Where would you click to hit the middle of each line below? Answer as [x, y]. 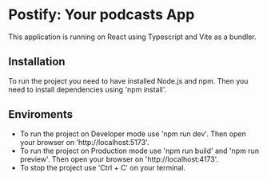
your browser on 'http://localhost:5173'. [84, 142]
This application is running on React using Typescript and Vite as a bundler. [133, 37]
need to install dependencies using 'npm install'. [88, 89]
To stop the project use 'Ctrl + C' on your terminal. [103, 167]
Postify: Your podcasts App [102, 15]
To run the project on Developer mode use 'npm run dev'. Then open [133, 134]
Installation [37, 62]
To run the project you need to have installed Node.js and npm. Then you [128, 80]
